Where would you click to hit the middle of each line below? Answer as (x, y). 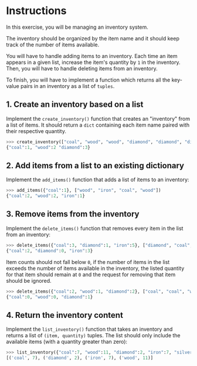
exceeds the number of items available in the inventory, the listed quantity (95, 268)
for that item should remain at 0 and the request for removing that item (91, 274)
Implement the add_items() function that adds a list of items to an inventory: (98, 179)
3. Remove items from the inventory (73, 214)
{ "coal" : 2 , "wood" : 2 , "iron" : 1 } (45, 196)
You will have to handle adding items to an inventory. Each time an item (92, 56)
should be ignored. (29, 280)
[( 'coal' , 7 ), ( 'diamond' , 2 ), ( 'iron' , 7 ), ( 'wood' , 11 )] (80, 358)
